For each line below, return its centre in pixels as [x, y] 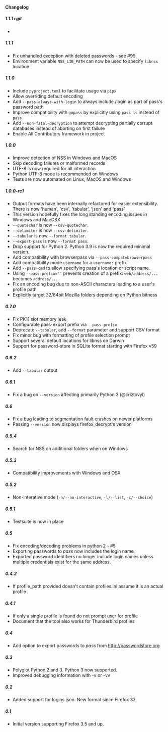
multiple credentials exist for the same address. [62, 562]
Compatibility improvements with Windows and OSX [66, 473]
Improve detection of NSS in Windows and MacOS [65, 158]
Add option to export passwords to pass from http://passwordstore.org [86, 646]
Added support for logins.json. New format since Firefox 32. [75, 699]
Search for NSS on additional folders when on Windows [70, 449]
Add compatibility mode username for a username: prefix [70, 263]
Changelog [17, 7]
